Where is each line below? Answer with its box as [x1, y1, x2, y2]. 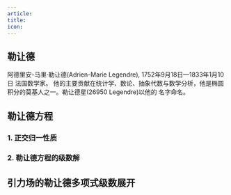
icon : [7, 23, 23, 30]
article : [7, 10, 33, 17]
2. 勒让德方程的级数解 [7, 153, 80, 163]
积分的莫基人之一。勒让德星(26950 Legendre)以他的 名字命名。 [7, 88, 189, 96]
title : [7, 17, 26, 24]
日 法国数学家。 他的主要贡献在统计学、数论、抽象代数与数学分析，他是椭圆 [7, 79, 224, 88]
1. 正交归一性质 [7, 133, 58, 143]
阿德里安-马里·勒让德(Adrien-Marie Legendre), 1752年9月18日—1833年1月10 [7, 70, 225, 79]
